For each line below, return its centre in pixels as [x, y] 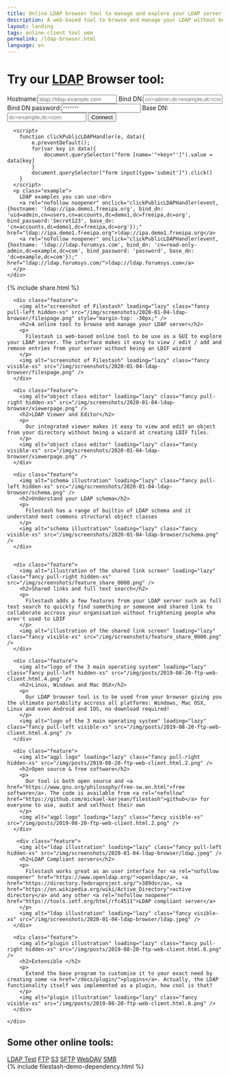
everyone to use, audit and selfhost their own [76, 805]
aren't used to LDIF [37, 619]
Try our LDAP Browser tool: [86, 79]
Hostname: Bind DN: [75, 99]
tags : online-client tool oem [50, 33]
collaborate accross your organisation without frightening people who [111, 613]
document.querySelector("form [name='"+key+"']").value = [128, 155]
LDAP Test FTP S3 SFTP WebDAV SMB [62, 1059]
